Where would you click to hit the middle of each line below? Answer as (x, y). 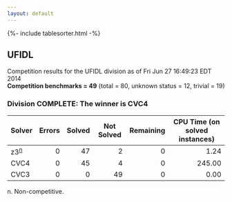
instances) (197, 139)
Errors (49, 130)
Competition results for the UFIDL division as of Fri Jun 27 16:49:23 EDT (109, 71)
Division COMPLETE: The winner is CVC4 (78, 104)
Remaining (147, 130)
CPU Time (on (197, 121)
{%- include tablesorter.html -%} (54, 33)
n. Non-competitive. (36, 192)
